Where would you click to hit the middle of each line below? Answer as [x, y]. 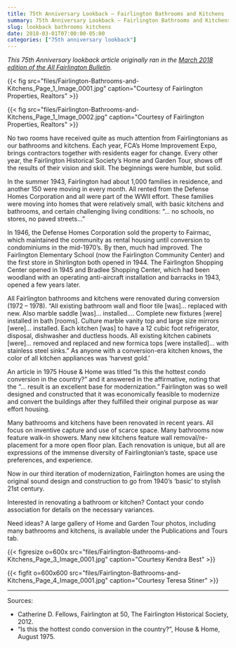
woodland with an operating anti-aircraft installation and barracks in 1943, [114, 278]
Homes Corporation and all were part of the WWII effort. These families [111, 197]
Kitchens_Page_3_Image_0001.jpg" [58, 559]
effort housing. [29, 409]
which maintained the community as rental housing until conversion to [109, 240]
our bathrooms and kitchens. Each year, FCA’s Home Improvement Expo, [112, 145]
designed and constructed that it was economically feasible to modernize [113, 394]
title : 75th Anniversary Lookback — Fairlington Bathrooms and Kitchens [116, 14]
